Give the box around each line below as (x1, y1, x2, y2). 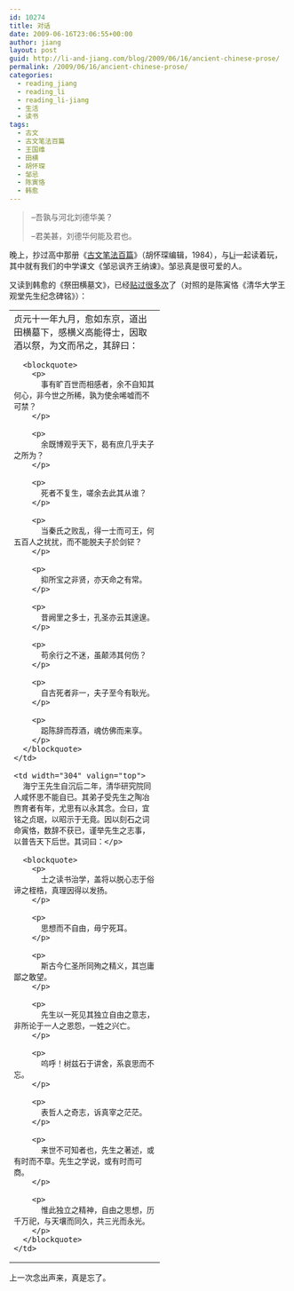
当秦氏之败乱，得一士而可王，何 (41, 526, 155, 535)
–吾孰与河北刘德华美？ (30, 212, 114, 222)
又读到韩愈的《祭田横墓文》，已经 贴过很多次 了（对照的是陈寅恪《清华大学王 (9, 280, 286, 289)
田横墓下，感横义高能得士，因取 (13, 326, 148, 338)
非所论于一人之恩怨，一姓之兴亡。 (13, 1021, 135, 1031)
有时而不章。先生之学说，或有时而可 (13, 1156, 143, 1166)
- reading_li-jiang (17, 95, 90, 105)
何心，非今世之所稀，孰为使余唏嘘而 (13, 391, 143, 400)
